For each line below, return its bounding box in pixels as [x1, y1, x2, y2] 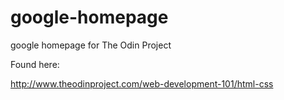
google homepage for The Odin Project [10, 39, 172, 51]
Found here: [10, 58, 60, 70]
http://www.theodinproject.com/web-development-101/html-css [10, 77, 274, 90]
